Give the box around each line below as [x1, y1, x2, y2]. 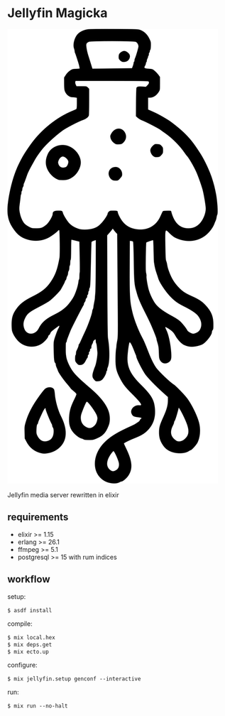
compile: [7, 619, 33, 628]
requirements [7, 511, 69, 524]
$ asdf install [7, 607, 53, 614]
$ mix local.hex [7, 634, 55, 641]
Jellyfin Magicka [7, 5, 108, 21]
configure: [7, 661, 38, 669]
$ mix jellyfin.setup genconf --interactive [7, 675, 141, 683]
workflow [7, 573, 50, 585]
